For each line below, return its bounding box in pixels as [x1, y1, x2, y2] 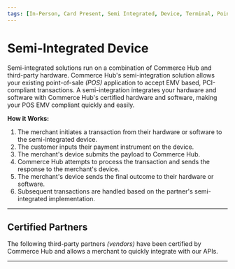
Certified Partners [7, 221, 88, 233]
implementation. [48, 194, 96, 203]
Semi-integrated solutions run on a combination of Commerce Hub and [7, 64, 212, 72]
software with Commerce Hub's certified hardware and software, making [7, 93, 218, 101]
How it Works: [7, 114, 50, 122]
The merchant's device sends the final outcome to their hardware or [17, 172, 214, 180]
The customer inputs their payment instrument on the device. [17, 143, 194, 151]
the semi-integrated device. [17, 135, 98, 143]
